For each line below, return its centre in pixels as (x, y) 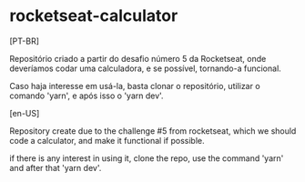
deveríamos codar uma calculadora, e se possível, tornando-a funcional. (146, 68)
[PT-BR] (24, 41)
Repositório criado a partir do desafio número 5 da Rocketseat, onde (138, 58)
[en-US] (25, 113)
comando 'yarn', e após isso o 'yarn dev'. (86, 96)
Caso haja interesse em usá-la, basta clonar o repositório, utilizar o (135, 86)
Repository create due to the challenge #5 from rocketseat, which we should (153, 131)
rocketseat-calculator (94, 16)
